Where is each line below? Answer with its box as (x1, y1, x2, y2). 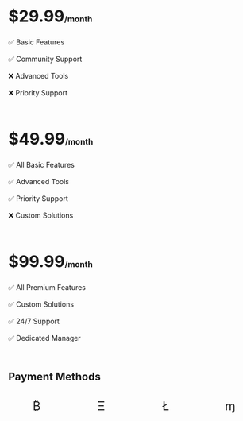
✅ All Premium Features (8, 283, 86, 292)
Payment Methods (8, 370, 101, 383)
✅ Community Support (8, 54, 83, 64)
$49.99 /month (8, 129, 94, 149)
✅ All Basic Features (8, 160, 75, 169)
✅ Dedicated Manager (8, 334, 81, 342)
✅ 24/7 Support (8, 316, 60, 326)
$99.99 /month (8, 252, 93, 272)
